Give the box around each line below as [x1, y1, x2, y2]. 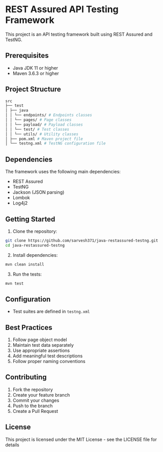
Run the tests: [12, 271, 42, 277]
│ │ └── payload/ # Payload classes [5, 122, 83, 127]
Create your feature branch [12, 391, 70, 398]
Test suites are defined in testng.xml [12, 309, 90, 315]
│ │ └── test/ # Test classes [5, 127, 70, 132]
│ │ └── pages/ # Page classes [5, 117, 72, 123]
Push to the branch [12, 403, 53, 409]
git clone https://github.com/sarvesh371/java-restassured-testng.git [5, 238, 158, 243]
